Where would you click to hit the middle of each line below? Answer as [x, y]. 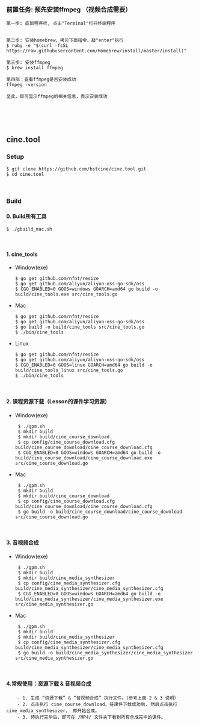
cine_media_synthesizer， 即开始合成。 [53, 711]
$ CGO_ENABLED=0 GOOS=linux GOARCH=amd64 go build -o [84, 365]
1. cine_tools [22, 254]
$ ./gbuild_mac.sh [29, 229]
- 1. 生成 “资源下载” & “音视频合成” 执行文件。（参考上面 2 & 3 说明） [98, 698]
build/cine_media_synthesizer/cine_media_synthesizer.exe [89, 599]
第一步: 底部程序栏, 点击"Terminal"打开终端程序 [61, 23]
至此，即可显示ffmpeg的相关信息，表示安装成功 [57, 97]
